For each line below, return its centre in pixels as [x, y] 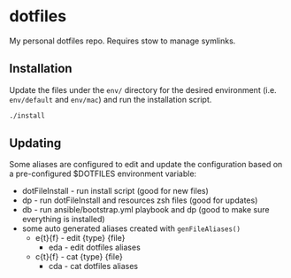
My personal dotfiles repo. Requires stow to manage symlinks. [123, 41]
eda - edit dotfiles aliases [95, 247]
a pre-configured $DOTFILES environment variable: [103, 174]
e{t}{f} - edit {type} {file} [80, 238]
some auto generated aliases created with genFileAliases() [131, 228]
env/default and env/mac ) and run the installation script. [111, 99]
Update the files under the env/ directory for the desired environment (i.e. [143, 89]
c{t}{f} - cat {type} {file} [79, 257]
